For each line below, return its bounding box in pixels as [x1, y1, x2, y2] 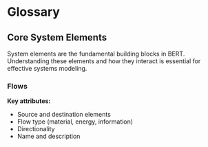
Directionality [17, 125, 55, 133]
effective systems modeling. [7, 65, 87, 72]
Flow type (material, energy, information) [17, 117, 133, 126]
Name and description [17, 132, 81, 141]
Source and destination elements [17, 111, 112, 119]
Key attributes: [7, 97, 51, 105]
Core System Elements [7, 32, 107, 43]
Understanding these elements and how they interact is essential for [7, 57, 201, 65]
